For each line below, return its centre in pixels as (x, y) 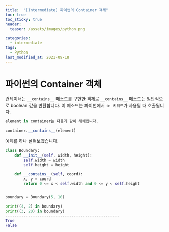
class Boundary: (22, 151)
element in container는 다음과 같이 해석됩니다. (52, 121)
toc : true (16, 15)
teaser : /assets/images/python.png (48, 29)
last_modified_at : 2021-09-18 (37, 57)
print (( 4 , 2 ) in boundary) (34, 207)
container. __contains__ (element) (41, 131)
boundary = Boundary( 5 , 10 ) (35, 197)
